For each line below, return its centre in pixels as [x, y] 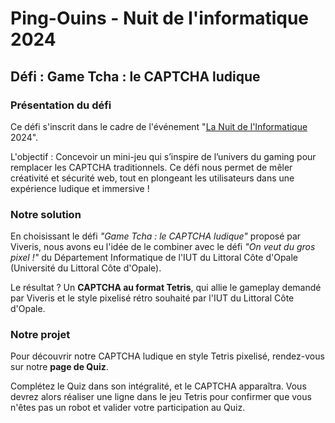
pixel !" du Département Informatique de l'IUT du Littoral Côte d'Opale [154, 258]
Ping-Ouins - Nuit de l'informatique [160, 18]
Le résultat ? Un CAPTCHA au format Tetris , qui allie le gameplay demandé [166, 288]
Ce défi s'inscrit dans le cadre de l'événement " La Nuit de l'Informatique [159, 126]
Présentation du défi [61, 105]
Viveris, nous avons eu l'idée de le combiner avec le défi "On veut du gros [163, 247]
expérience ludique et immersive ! [80, 188]
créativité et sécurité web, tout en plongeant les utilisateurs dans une [152, 178]
